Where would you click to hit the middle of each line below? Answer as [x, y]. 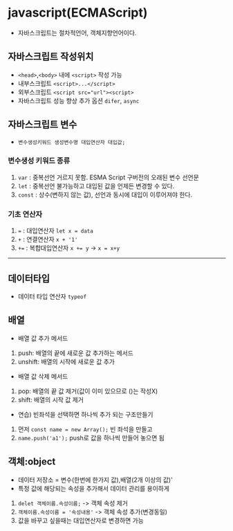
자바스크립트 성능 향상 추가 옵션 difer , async [78, 100]
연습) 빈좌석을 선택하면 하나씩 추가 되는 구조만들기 [85, 414]
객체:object [32, 462]
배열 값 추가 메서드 [43, 338]
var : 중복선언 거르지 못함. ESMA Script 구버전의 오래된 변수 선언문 [108, 177]
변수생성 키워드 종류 [39, 161]
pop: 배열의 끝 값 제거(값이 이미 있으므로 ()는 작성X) [88, 391]
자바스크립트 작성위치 [51, 57]
